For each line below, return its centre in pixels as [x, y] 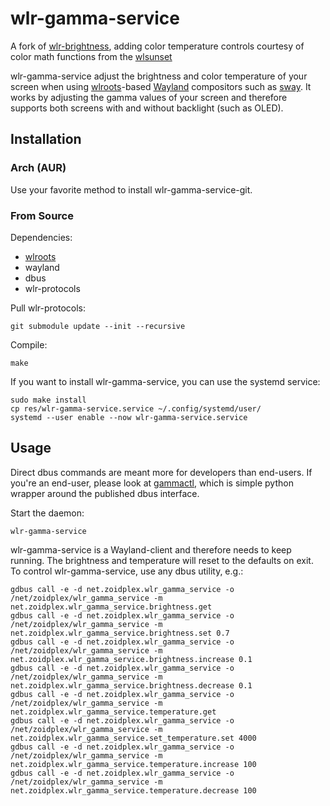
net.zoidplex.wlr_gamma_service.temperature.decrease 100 [133, 790]
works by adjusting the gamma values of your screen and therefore [149, 97]
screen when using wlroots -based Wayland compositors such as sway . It [161, 86]
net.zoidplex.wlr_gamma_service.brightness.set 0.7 [120, 633]
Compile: [29, 344]
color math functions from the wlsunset [91, 56]
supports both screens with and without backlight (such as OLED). [147, 108]
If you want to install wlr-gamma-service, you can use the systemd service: [165, 381]
